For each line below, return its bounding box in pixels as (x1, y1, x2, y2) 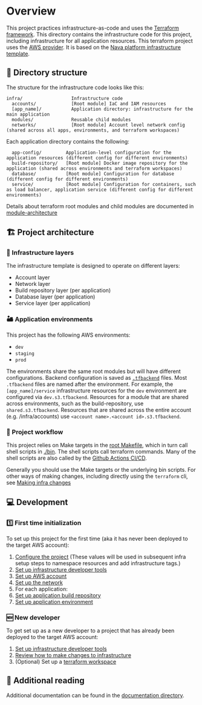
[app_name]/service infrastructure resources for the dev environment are (6, 386, 187, 394)
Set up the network (15, 578, 64, 586)
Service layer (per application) (15, 300, 91, 307)
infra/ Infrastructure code (6, 95, 123, 101)
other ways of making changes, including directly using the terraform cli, (6, 472, 189, 480)
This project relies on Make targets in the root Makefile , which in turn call (6, 442, 188, 449)
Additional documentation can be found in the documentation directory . (6, 692, 184, 699)
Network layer (15, 280, 51, 288)
